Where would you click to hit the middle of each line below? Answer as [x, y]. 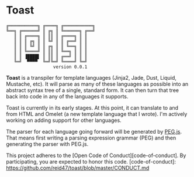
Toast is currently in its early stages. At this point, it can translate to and [92, 108]
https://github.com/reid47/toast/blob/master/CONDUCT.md [78, 168]
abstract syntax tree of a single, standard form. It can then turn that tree [93, 90]
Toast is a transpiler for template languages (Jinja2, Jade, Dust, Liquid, [91, 77]
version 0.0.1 [70, 67]
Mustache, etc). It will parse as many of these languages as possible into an [97, 84]
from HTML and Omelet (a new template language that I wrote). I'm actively [97, 114]
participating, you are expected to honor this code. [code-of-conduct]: [91, 161]
